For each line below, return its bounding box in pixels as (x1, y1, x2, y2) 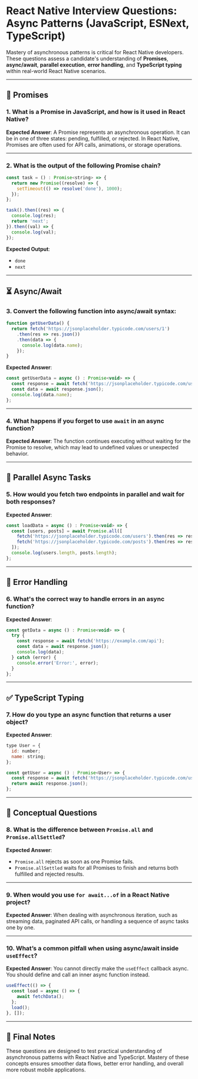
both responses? (6, 498, 56, 506)
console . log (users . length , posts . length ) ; (11, 550, 117, 556)
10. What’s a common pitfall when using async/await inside (6, 945, 179, 952)
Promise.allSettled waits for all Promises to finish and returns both (14, 864, 179, 871)
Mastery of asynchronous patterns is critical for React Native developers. (6, 48, 184, 55)
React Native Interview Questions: (6, 4, 177, 18)
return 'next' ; (11, 218, 49, 225)
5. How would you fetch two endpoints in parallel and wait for (6, 491, 184, 499)
